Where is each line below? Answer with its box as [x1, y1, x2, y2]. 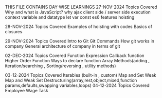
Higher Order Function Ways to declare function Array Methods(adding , [5, 58, 150, 63]
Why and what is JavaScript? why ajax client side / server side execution [5, 9, 151, 15]
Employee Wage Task [5, 88, 49, 93]
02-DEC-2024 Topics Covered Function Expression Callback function [5, 53, 144, 58]
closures [5, 29, 23, 34]
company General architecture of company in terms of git [5, 43, 120, 49]
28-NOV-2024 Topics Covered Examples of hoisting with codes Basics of [5, 24, 152, 29]
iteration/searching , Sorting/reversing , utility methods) [5, 63, 116, 69]
